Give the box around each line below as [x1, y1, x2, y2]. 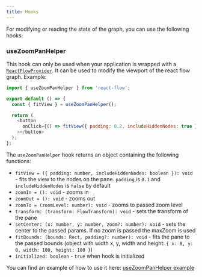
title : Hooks [6, 8, 39, 15]
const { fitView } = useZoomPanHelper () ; [11, 101, 117, 107]
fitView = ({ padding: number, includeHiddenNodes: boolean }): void [14, 170, 194, 176]
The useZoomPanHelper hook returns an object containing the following [6, 151, 179, 158]
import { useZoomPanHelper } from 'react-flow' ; [6, 85, 130, 91]
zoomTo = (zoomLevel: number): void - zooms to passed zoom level [14, 201, 183, 208]
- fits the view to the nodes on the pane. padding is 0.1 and [14, 175, 161, 182]
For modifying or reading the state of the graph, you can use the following [6, 25, 189, 33]
